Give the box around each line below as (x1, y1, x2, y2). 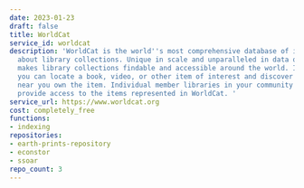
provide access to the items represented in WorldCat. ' (17, 89, 237, 98)
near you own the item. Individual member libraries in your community (17, 80, 294, 89)
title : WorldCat (9, 30, 71, 39)
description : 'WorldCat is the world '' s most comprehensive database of (9, 47, 290, 56)
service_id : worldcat (9, 38, 91, 48)
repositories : (9, 131, 63, 140)
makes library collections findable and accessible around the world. (17, 64, 290, 73)
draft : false (9, 22, 59, 31)
